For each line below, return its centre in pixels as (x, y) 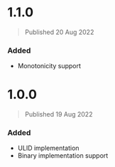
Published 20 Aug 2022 (59, 32)
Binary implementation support (63, 156)
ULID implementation (48, 148)
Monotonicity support (49, 66)
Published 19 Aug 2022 (59, 114)
